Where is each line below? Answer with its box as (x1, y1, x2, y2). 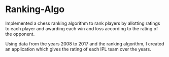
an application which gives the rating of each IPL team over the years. (5, 46, 151, 52)
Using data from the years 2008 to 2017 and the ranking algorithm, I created (5, 40, 164, 46)
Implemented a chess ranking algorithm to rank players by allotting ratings (5, 20, 160, 26)
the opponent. (5, 31, 35, 37)
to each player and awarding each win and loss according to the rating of (5, 25, 158, 31)
